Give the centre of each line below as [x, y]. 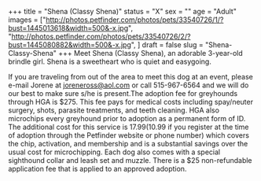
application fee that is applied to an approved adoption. [97, 169]
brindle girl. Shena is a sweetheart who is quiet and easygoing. [110, 61]
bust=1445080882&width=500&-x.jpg [70, 45]
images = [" [27, 20]
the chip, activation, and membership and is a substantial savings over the [128, 144]
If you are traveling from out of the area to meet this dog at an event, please [130, 77]
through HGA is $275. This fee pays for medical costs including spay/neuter [131, 102]
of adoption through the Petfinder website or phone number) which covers [129, 135]
